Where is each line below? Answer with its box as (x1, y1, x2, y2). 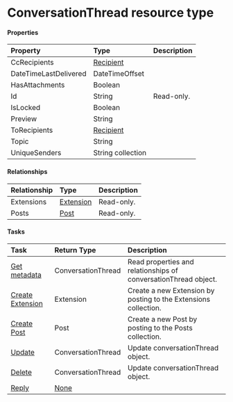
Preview (10, 114, 37, 124)
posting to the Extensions (127, 294, 210, 304)
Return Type (54, 245, 96, 255)
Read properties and (127, 257, 194, 266)
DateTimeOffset (93, 69, 144, 79)
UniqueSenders (10, 148, 62, 158)
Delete (10, 367, 33, 377)
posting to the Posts (127, 323, 193, 332)
